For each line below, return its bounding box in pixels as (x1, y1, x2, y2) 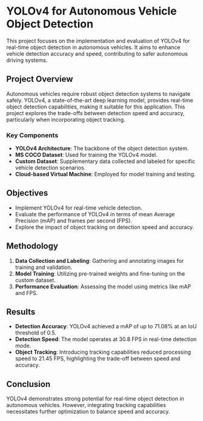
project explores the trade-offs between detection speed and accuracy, (6, 109, 185, 116)
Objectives (6, 188, 48, 198)
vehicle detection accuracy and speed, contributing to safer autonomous (6, 50, 188, 57)
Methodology (6, 241, 59, 251)
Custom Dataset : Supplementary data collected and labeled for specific (15, 157, 196, 165)
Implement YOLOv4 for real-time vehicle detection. (15, 204, 142, 211)
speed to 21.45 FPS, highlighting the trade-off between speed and (15, 355, 181, 362)
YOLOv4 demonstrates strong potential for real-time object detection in (6, 395, 185, 402)
